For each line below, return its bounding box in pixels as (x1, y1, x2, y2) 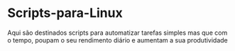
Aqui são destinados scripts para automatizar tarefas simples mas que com (7, 28, 228, 37)
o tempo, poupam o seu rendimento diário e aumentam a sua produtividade (7, 35, 229, 44)
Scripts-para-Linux (7, 5, 123, 21)
